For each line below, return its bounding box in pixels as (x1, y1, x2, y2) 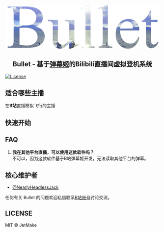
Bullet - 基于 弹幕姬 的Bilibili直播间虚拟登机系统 (12, 60, 153, 68)
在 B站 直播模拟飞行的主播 (5, 103, 55, 109)
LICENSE (5, 209, 33, 217)
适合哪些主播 (5, 88, 44, 97)
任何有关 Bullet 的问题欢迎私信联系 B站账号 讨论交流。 (5, 195, 112, 201)
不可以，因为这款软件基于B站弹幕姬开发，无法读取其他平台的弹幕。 (12, 155, 149, 161)
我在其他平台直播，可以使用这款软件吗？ (12, 149, 94, 155)
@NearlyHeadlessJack (12, 184, 59, 190)
